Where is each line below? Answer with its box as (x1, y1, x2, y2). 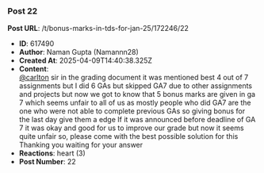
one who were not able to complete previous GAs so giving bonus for (18, 106, 246, 116)
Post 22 (7, 6, 38, 17)
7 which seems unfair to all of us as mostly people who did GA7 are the (18, 98, 251, 108)
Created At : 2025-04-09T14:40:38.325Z (18, 56, 152, 65)
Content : (18, 64, 49, 74)
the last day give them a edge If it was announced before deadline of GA (18, 115, 256, 125)
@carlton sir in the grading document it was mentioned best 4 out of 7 (18, 73, 249, 83)
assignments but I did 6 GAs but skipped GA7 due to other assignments (18, 81, 253, 90)
